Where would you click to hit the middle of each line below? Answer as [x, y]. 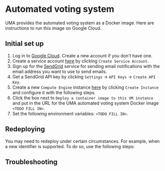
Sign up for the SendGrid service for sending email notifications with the [86, 66]
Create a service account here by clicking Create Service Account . [81, 61]
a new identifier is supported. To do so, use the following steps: [70, 146]
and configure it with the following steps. [54, 92]
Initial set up [25, 44]
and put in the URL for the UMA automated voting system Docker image [85, 103]
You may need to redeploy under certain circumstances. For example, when [82, 141]
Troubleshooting [31, 162]
